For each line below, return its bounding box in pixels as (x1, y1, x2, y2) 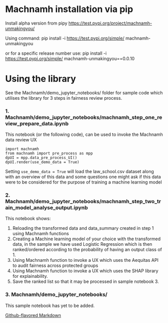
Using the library (5, 73, 76, 85)
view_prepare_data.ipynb (5, 120, 69, 127)
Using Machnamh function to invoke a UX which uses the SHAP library (12, 268, 159, 274)
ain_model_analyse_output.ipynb (5, 204, 88, 211)
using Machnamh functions (12, 231, 69, 237)
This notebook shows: (5, 216, 51, 222)
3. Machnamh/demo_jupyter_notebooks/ (5, 291, 108, 298)
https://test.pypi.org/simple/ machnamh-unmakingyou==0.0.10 (5, 55, 135, 61)
